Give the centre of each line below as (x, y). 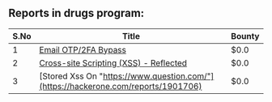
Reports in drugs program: (76, 13)
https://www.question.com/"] (158, 76)
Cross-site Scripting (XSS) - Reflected (113, 62)
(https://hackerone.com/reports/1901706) (121, 86)
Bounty (245, 36)
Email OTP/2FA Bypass (83, 49)
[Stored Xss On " (71, 76)
